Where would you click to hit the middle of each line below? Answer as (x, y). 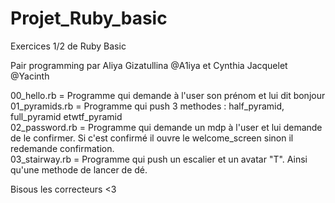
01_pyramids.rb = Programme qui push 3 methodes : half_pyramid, (147, 106)
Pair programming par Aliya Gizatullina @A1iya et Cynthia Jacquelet (149, 65)
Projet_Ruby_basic (89, 18)
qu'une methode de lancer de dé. (79, 169)
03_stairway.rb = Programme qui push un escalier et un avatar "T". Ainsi (159, 159)
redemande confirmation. (62, 148)
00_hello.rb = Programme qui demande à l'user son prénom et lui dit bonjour (168, 95)
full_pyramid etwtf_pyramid (66, 116)
